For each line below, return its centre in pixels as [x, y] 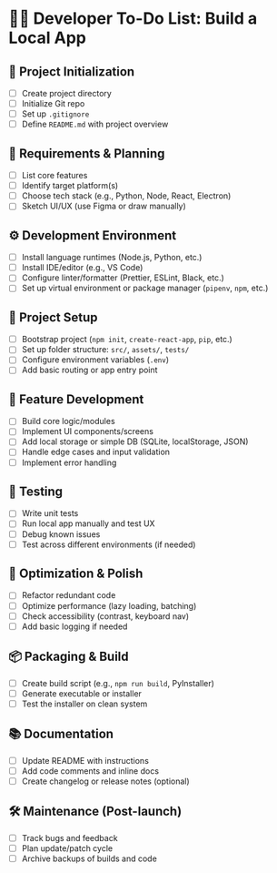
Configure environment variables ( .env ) [95, 360]
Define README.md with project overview [95, 124]
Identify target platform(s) [70, 186]
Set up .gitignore [55, 114]
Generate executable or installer [82, 693]
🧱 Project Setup [53, 317]
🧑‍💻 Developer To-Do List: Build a [133, 19]
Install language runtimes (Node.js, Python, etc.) [112, 258]
